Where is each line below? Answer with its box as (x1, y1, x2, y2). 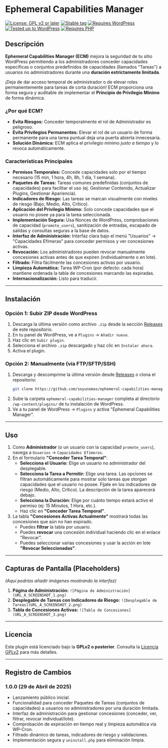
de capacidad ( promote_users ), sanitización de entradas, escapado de (12, 222, 156, 228)
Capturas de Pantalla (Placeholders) (5, 564, 120, 573)
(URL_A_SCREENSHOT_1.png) (12, 592, 66, 598)
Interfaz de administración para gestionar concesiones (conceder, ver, (12, 710, 157, 716)
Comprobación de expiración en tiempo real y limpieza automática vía (12, 721, 156, 727)
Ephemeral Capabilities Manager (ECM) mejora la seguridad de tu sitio (5, 53, 152, 59)
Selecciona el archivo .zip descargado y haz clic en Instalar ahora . (12, 342, 154, 348)
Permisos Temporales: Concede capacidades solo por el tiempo (12, 169, 146, 175)
